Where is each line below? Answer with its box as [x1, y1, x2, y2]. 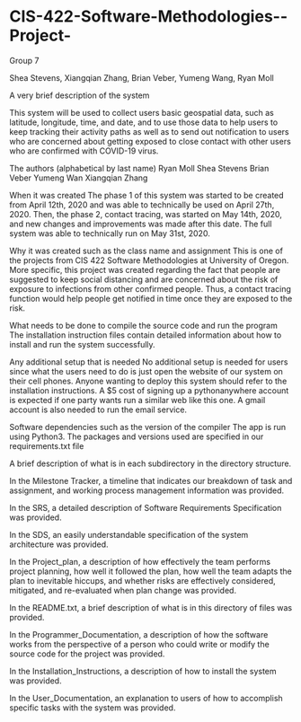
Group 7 [9, 55, 40, 66]
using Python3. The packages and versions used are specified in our [9, 431, 264, 442]
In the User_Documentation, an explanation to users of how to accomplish [9, 692, 283, 703]
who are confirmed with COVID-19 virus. [9, 145, 159, 156]
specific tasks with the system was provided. [9, 702, 176, 713]
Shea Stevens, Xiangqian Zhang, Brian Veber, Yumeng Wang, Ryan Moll [9, 72, 274, 83]
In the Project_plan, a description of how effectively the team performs [9, 556, 271, 567]
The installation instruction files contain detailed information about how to [9, 330, 282, 340]
